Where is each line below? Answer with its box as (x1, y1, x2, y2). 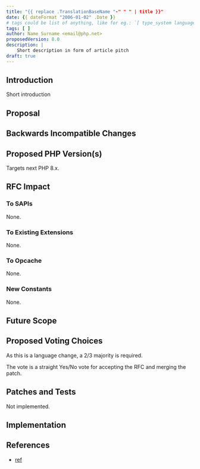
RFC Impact (6, 182, 51, 192)
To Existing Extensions (6, 228, 73, 236)
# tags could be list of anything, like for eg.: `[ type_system (6, 20, 171, 26)
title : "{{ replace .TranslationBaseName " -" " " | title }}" (6, 8, 164, 15)
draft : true (6, 53, 36, 59)
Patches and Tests (6, 387, 76, 397)
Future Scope (6, 316, 57, 325)
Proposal (6, 108, 40, 118)
